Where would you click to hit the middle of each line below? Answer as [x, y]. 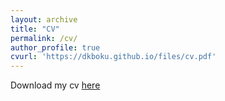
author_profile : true [55, 47]
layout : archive [44, 19]
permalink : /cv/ [44, 38]
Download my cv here [55, 85]
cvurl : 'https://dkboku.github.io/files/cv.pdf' [113, 57]
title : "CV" [35, 29]
